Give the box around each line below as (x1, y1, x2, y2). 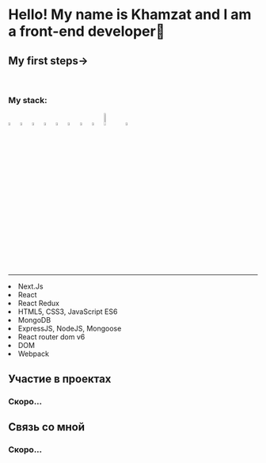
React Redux (18, 299, 59, 308)
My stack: (8, 94, 47, 105)
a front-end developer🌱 (8, 22, 165, 40)
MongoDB (18, 316, 51, 325)
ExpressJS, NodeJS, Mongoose (18, 323, 122, 334)
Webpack (18, 349, 50, 358)
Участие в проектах (8, 372, 112, 385)
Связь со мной (8, 420, 85, 434)
